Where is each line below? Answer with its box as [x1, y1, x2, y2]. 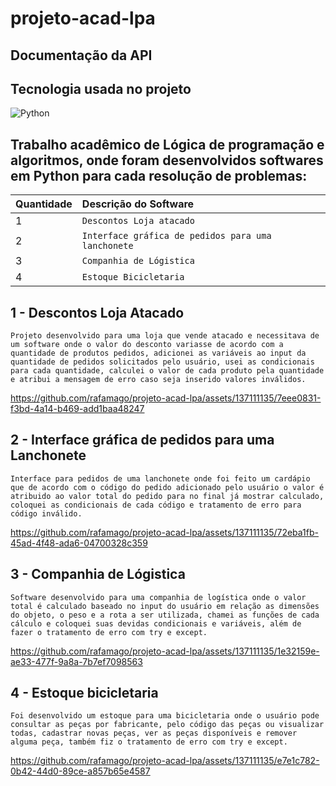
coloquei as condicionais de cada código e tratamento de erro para [10, 500, 302, 510]
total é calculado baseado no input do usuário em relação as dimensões [10, 601, 320, 611]
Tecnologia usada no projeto [10, 80, 192, 97]
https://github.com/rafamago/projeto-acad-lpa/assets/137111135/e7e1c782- [10, 755, 320, 767]
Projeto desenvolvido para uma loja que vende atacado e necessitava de [10, 331, 320, 341]
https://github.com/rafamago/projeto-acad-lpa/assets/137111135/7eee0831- [10, 392, 322, 404]
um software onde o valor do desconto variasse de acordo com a [10, 340, 284, 350]
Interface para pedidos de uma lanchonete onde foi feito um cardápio [10, 473, 311, 484]
